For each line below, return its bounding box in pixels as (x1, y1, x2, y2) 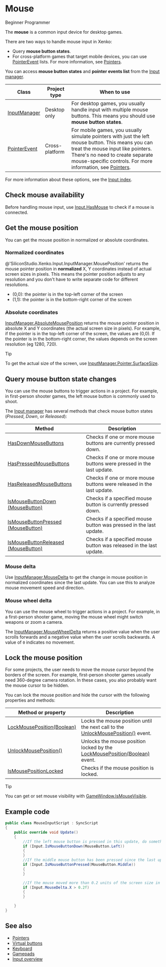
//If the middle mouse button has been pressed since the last (23, 857, 156, 863)
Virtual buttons (12, 940, 43, 946)
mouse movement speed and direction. (5, 585, 85, 591)
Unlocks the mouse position (81, 738, 146, 745)
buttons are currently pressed (85, 439, 155, 446)
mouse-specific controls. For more (71, 157, 153, 164)
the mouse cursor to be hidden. (5, 682, 69, 688)
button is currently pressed (85, 501, 149, 508)
